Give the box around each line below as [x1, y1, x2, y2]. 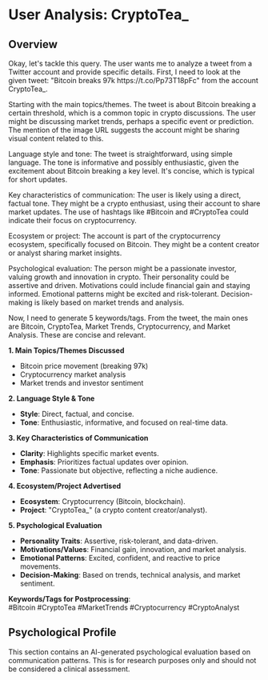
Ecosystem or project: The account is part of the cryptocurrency [8, 231, 222, 241]
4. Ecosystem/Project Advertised [8, 482, 122, 490]
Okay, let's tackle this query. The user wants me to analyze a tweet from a [8, 58, 253, 68]
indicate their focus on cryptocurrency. [8, 216, 138, 225]
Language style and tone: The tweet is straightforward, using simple [8, 150, 234, 158]
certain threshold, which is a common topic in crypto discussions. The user [8, 108, 256, 118]
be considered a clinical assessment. [8, 664, 130, 674]
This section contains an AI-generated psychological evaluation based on [8, 646, 250, 657]
